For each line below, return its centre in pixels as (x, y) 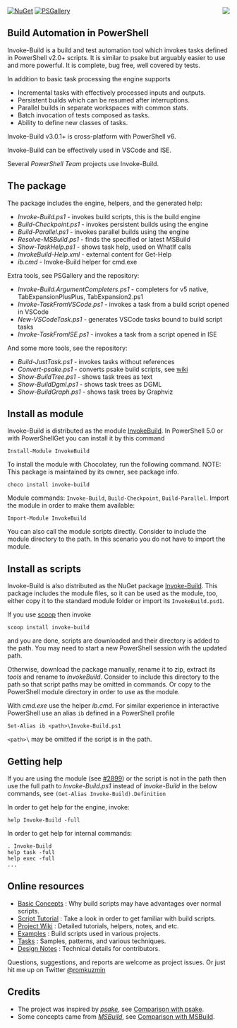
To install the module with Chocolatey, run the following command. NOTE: (114, 465)
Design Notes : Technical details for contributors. (89, 948)
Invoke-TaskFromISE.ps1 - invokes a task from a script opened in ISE (117, 334)
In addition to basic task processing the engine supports (89, 78)
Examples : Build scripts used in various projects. (89, 933)
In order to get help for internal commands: (70, 834)
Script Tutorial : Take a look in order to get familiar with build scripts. (117, 918)
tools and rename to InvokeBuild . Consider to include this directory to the (114, 677)
